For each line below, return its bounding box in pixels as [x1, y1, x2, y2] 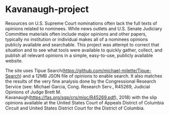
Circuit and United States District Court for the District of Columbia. [5, 105, 145, 111]
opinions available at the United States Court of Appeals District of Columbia [5, 99, 164, 105]
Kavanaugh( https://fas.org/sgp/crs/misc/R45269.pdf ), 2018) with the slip [5, 94, 157, 100]
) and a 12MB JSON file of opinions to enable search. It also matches [20, 73, 162, 79]
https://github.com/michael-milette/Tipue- [63, 67, 151, 74]
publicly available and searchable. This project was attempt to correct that [5, 41, 159, 47]
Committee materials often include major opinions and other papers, [5, 31, 147, 37]
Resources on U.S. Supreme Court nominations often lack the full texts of [5, 20, 157, 26]
